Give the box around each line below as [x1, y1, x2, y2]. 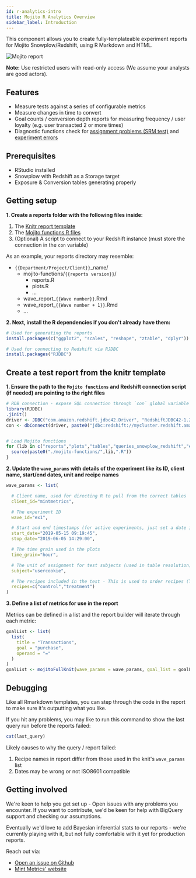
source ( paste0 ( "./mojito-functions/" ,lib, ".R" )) [11, 449, 132, 455]
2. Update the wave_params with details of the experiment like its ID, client [6, 465, 185, 472]
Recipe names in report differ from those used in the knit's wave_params [14, 755, 185, 762]
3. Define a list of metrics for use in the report [6, 600, 118, 607]
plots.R [32, 282, 49, 289]
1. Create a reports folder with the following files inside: [6, 211, 143, 218]
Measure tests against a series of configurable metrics [14, 103, 146, 110]
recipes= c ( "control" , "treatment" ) [11, 584, 95, 590]
